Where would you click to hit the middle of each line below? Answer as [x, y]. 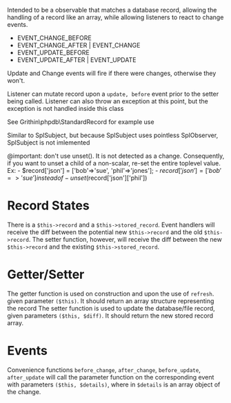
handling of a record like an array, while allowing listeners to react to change [115, 17]
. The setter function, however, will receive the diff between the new [125, 239]
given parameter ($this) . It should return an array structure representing [111, 301]
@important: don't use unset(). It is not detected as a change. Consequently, [116, 156]
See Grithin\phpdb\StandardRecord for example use [81, 122]
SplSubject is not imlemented [49, 143]
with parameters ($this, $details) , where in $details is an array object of [114, 384]
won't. [16, 81]
